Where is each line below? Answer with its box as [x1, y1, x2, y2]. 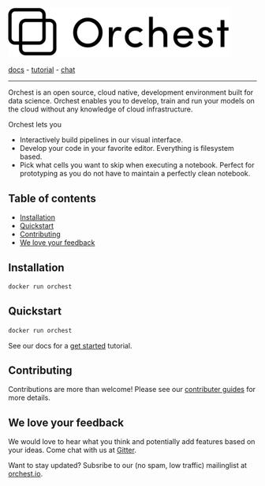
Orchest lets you [8, 120, 62, 130]
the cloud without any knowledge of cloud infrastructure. [8, 104, 193, 114]
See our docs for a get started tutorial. [8, 341, 132, 350]
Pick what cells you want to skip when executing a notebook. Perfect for [19, 160, 255, 170]
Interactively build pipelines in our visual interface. [19, 135, 184, 145]
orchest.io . [8, 469, 43, 479]
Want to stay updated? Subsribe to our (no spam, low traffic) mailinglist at [8, 461, 247, 470]
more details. [8, 393, 51, 402]
